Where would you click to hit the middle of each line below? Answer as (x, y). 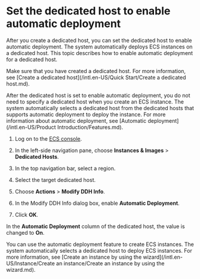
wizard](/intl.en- (163, 257)
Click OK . (27, 214)
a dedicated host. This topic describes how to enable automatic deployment (99, 53)
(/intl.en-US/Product (31, 127)
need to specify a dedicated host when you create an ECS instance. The (95, 101)
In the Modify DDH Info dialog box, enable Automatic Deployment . (97, 203)
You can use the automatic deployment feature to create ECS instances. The (100, 244)
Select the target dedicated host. (55, 180)
